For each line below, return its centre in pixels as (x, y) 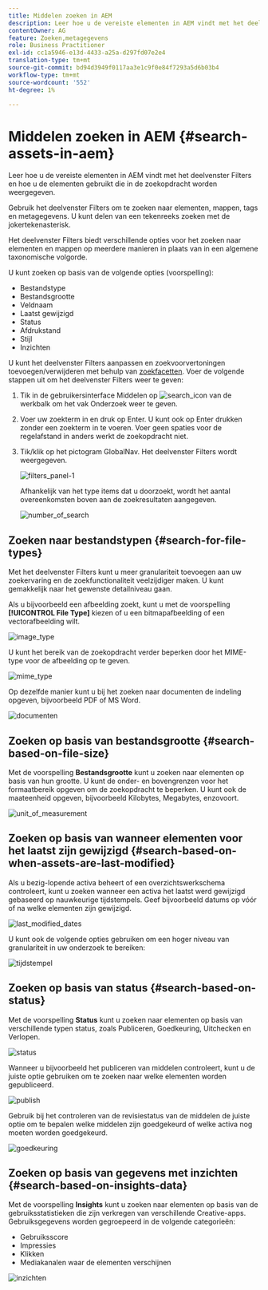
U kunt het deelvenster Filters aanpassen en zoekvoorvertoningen (117, 363)
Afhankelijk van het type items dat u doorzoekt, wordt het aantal (125, 491)
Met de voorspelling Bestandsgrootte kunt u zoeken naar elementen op (126, 772)
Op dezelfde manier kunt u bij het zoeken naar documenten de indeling (125, 692)
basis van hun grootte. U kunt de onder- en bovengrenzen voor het (118, 781)
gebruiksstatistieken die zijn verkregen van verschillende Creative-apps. (127, 1213)
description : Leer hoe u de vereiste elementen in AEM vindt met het (126, 23)
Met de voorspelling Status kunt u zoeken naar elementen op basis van (126, 1019)
